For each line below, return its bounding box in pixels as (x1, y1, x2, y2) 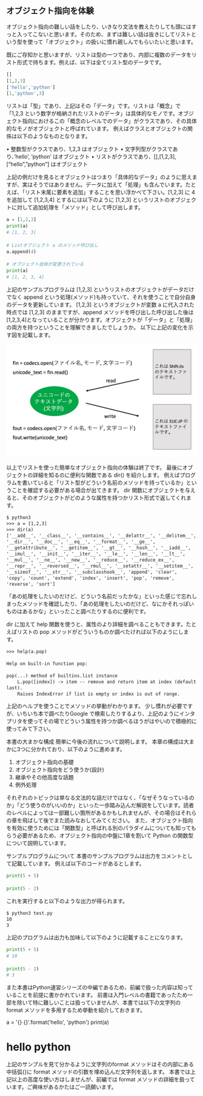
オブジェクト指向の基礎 (15, 759, 74, 766)
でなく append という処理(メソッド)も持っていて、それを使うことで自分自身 (6, 293, 196, 301)
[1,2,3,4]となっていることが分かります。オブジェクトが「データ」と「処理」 (6, 316, 196, 324)
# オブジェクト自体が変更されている (6, 261, 84, 268)
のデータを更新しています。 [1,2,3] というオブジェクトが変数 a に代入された (6, 301, 195, 308)
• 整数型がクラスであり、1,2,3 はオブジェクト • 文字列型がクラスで (6, 145, 173, 153)
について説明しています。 (6, 840, 70, 847)
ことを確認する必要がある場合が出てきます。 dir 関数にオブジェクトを (11, 487, 185, 494)
